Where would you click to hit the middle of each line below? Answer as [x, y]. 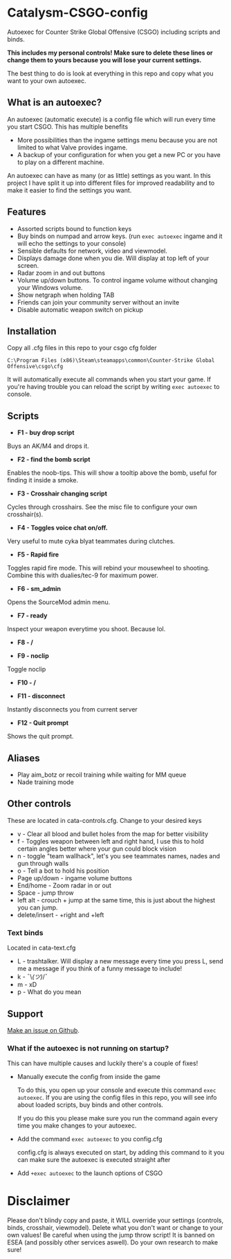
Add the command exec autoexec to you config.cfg [90, 1139]
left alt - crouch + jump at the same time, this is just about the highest [116, 900]
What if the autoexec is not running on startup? [88, 1048]
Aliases [24, 758]
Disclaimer [39, 1201]
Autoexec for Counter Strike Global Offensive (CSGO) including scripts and [114, 32]
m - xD [27, 985]
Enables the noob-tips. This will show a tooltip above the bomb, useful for [112, 473]
